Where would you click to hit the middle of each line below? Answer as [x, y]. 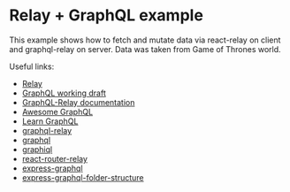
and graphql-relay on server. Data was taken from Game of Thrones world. [145, 49]
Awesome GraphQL [57, 111]
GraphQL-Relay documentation [78, 102]
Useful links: [32, 66]
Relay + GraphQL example [106, 15]
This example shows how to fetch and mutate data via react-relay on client [145, 40]
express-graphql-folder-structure [83, 177]
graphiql [37, 149]
